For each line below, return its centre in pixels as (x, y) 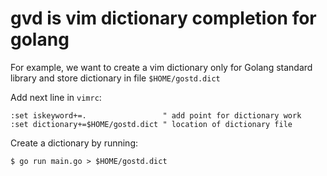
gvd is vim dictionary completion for (163, 18)
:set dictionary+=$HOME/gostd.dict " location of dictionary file (151, 124)
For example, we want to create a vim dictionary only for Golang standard (161, 67)
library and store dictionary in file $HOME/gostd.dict (115, 78)
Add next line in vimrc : (56, 97)
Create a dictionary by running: (74, 143)
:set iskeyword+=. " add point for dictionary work (156, 115)
